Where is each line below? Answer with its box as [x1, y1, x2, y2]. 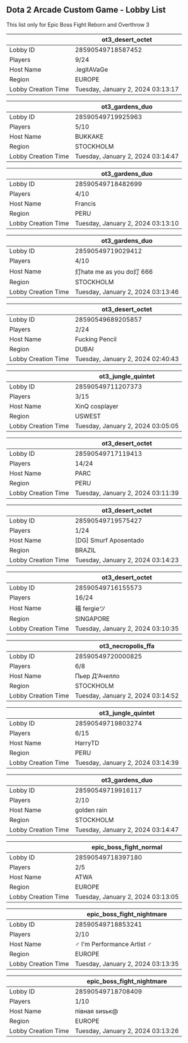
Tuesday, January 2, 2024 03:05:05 [75, 421, 179, 430]
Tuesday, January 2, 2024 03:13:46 [75, 287, 179, 296]
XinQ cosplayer [75, 402, 119, 410]
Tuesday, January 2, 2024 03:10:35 [75, 624, 179, 633]
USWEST [75, 412, 101, 420]
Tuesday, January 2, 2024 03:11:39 [75, 488, 179, 497]
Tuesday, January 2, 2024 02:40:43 [75, 355, 179, 363]
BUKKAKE [75, 132, 104, 141]
